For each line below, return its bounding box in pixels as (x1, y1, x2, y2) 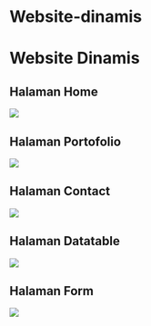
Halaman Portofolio (9, 133, 121, 149)
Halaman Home (9, 84, 98, 99)
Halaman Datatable (9, 233, 120, 249)
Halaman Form (9, 283, 94, 299)
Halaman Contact (9, 183, 111, 199)
